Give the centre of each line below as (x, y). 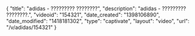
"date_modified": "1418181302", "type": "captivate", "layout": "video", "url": (98, 21)
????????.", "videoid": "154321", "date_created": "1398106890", (83, 15)
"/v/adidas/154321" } (31, 27)
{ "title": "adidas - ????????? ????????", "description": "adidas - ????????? (96, 9)
